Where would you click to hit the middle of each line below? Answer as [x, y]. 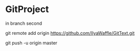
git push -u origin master [31, 43]
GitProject [27, 9]
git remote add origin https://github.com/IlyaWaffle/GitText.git [70, 33]
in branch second [24, 23]
